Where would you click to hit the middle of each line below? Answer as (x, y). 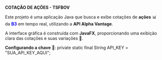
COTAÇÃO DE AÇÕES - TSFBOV (37, 7)
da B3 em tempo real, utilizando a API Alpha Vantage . (59, 24)
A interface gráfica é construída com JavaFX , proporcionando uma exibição (81, 33)
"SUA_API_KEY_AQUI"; (28, 53)
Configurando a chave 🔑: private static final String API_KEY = (67, 48)
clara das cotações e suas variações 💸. (44, 38)
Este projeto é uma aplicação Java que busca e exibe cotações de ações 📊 (81, 17)
